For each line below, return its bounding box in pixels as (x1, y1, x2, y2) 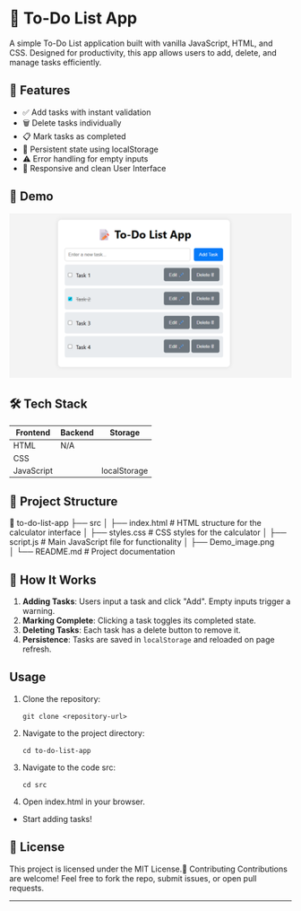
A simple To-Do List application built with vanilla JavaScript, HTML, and (9, 38, 273, 48)
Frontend (15, 427, 51, 438)
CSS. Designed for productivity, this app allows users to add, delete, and (9, 47, 278, 57)
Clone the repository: (21, 693, 101, 704)
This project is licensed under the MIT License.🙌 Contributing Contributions (9, 863, 288, 874)
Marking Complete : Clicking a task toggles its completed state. (21, 615, 257, 626)
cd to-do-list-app (21, 746, 91, 755)
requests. (9, 882, 45, 893)
